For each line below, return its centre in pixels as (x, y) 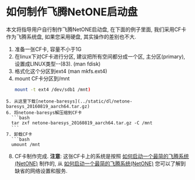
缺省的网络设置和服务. (41, 171)
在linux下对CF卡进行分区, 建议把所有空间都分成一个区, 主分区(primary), (100, 56)
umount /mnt (26, 144)
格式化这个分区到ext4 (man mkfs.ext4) (61, 71)
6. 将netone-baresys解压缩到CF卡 (44, 113)
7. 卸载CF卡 (19, 134)
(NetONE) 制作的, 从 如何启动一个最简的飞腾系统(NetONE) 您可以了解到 (100, 163)
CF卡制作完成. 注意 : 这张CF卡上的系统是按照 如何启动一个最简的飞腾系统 (102, 156)
